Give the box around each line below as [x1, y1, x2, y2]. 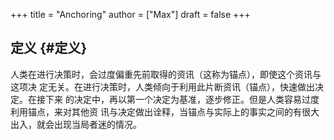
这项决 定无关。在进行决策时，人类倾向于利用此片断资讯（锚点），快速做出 [10, 80, 315, 93]
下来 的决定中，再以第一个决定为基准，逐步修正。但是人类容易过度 [44, 93, 320, 105]
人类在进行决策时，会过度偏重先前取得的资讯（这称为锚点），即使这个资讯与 [10, 68, 322, 80]
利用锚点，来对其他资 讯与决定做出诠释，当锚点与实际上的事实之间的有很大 [10, 105, 320, 118]
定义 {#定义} [10, 40, 88, 57]
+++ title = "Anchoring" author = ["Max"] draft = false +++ [10, 9, 251, 20]
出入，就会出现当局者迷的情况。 [10, 118, 142, 130]
